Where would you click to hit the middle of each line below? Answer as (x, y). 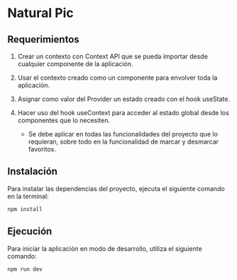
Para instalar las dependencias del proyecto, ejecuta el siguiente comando (116, 188)
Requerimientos (43, 39)
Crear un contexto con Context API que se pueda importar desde (112, 56)
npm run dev (25, 269)
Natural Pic (40, 13)
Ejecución (30, 231)
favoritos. (42, 149)
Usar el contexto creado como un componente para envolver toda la (117, 77)
